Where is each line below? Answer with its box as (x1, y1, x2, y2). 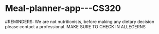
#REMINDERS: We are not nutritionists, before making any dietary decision (5, 19, 155, 24)
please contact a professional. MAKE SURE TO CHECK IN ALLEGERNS (5, 23, 146, 29)
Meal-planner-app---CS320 (5, 3, 121, 14)
